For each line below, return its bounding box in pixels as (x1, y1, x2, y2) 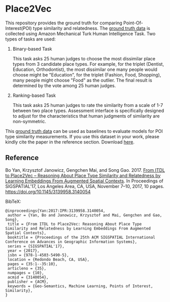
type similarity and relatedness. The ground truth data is (32, 25, 151, 31)
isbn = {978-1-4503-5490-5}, (7, 252, 70, 257)
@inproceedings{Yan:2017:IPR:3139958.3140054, (5, 208, 106, 213)
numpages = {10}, (7, 270, 44, 275)
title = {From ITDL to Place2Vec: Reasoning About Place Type (7, 221, 142, 226)
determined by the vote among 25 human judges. (12, 82, 116, 89)
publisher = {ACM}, (7, 279, 49, 284)
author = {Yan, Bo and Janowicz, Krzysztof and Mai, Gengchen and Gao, (7, 212, 162, 218)
